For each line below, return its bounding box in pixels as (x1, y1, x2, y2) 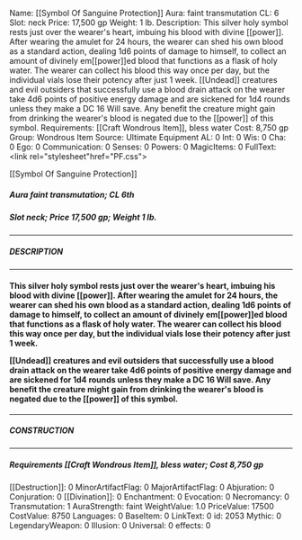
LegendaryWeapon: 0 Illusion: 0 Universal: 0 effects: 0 (9, 520, 211, 531)
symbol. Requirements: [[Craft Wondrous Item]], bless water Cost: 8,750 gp (9, 122, 289, 133)
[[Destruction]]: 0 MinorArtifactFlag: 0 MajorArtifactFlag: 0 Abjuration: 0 (9, 481, 275, 493)
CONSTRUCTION (9, 425, 75, 436)
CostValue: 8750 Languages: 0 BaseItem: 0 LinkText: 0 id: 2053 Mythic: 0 (9, 510, 281, 521)
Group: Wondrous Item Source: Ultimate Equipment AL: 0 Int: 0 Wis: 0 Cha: (9, 132, 287, 142)
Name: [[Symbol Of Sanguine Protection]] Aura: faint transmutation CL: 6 (9, 8, 280, 18)
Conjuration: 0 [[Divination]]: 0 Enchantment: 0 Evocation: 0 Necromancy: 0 (9, 491, 290, 502)
